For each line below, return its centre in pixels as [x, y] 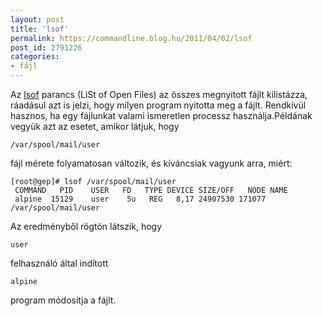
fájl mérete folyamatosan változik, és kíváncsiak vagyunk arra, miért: [151, 163]
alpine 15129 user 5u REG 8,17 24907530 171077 [140, 199]
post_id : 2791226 [46, 47]
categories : [35, 57]
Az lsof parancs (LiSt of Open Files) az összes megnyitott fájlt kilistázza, [159, 94]
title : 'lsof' [40, 29]
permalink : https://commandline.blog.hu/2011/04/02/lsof [131, 38]
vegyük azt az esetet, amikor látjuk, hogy [95, 126]
